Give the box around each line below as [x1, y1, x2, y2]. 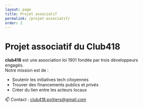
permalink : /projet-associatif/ [5, 16, 70, 21]
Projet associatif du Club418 [5, 41, 121, 52]
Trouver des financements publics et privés [12, 82, 99, 88]
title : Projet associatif [5, 12, 57, 16]
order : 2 [5, 20, 23, 26]
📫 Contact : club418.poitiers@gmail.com [5, 97, 86, 103]
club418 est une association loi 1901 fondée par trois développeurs [5, 57, 139, 63]
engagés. [5, 62, 24, 68]
